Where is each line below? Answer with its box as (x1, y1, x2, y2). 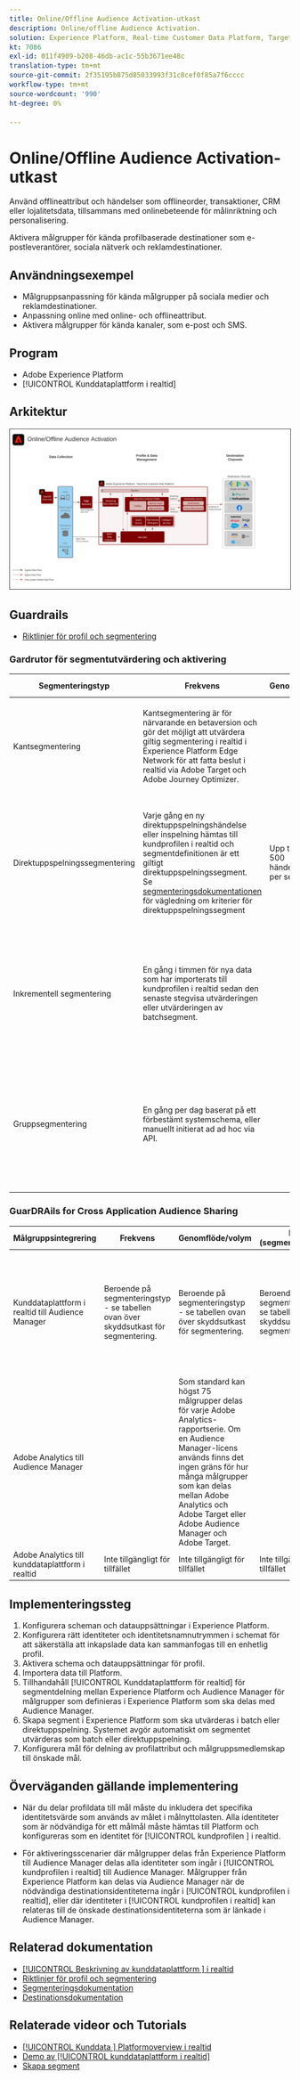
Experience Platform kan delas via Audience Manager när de (21, 1876, 245, 1887)
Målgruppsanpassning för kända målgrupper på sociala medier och (21, 291, 270, 302)
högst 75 (178, 1385, 212, 1396)
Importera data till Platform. (21, 1668, 123, 1678)
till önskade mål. (21, 1753, 83, 1764)
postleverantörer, (9, 241, 72, 253)
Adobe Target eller (178, 1508, 247, 1519)
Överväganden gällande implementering (9, 1778, 239, 1794)
